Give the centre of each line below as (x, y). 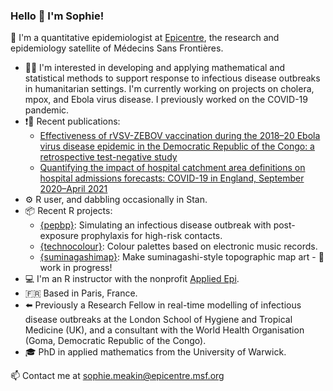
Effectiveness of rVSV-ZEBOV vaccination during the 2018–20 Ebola (180, 136)
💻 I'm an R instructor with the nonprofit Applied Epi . (132, 279)
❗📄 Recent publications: (72, 121)
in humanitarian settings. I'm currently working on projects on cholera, (169, 89)
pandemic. (47, 110)
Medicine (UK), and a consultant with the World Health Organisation (164, 330)
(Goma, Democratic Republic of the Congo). (115, 341)
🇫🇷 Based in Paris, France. (81, 293)
